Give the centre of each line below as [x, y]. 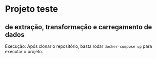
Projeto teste [32, 9]
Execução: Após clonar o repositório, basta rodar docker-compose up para [78, 46]
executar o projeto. [24, 51]
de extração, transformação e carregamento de [78, 27]
